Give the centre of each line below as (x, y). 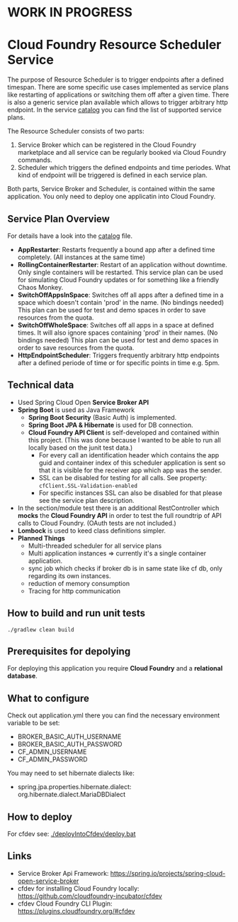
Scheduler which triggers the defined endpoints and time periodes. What (124, 168)
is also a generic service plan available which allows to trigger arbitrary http (118, 102)
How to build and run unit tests (76, 613)
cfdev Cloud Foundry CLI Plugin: (65, 904)
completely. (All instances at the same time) (81, 257)
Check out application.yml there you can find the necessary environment (114, 715)
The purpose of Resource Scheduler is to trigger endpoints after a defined (116, 80)
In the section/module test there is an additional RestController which (118, 508)
